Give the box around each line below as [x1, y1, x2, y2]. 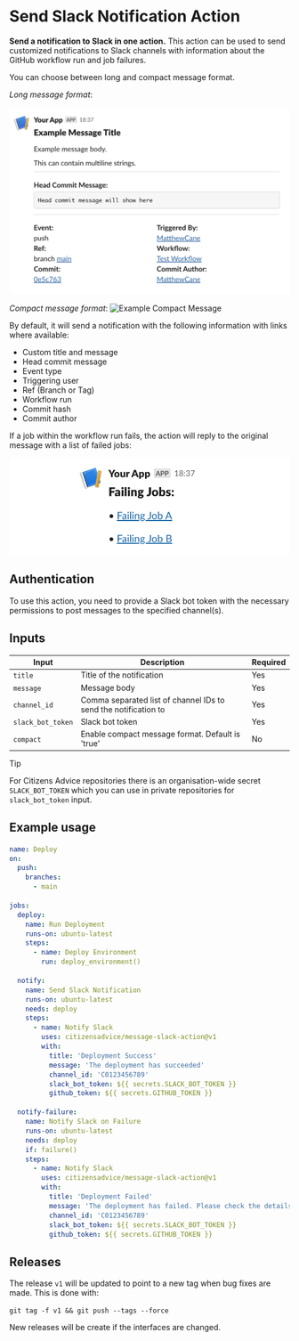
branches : [25, 873, 62, 882]
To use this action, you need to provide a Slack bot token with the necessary [9, 595, 289, 606]
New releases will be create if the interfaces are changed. [9, 1322, 221, 1333]
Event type [21, 366, 62, 377]
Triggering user [21, 376, 79, 386]
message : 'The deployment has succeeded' [48, 1061, 205, 1069]
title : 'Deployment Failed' [48, 1192, 153, 1201]
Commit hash [21, 403, 71, 415]
